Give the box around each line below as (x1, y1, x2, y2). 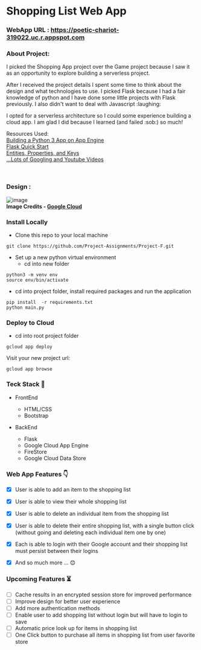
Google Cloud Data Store (24, 454, 86, 462)
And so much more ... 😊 (14, 559, 76, 566)
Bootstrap (24, 412, 49, 419)
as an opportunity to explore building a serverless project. (6, 69, 150, 77)
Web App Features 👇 (6, 470, 68, 478)
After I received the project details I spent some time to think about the (6, 81, 182, 89)
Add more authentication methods (14, 604, 100, 611)
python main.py (6, 304, 45, 311)
